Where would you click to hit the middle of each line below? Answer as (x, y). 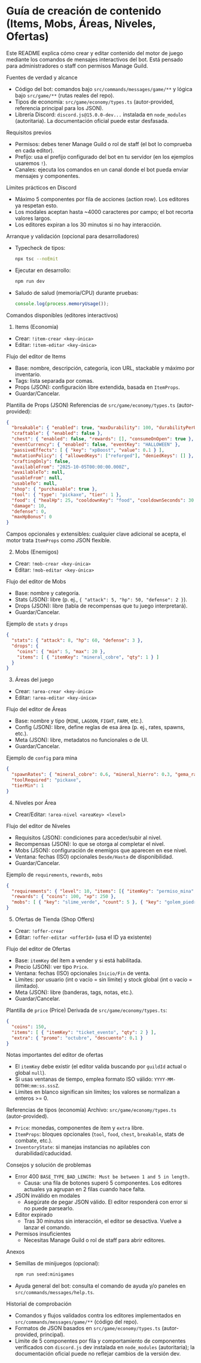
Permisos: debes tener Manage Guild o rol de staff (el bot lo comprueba (103, 144)
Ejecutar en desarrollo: (43, 270)
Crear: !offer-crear (39, 931)
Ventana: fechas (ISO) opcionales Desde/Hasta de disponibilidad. (94, 856)
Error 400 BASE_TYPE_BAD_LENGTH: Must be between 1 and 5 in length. (102, 1177)
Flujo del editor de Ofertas (38, 949)
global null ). (30, 1073)
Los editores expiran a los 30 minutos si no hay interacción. (88, 224)
